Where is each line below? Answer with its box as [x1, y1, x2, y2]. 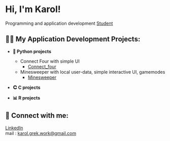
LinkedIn [5, 125, 23, 131]
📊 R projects [12, 95, 41, 101]
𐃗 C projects [12, 84, 41, 90]
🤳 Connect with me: [5, 111, 69, 120]
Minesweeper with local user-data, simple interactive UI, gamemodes [20, 69, 165, 75]
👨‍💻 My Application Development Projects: [5, 35, 141, 43]
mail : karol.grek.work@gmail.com [5, 130, 77, 136]
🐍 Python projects [12, 48, 52, 54]
